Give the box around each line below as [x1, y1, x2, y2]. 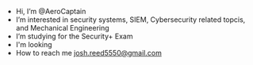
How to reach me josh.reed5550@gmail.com [15, 49, 163, 57]
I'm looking [15, 40, 53, 49]
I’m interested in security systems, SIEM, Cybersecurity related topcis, [15, 15, 246, 24]
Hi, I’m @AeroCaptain [15, 7, 86, 16]
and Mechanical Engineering [15, 23, 109, 32]
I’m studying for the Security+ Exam [15, 31, 133, 41]
